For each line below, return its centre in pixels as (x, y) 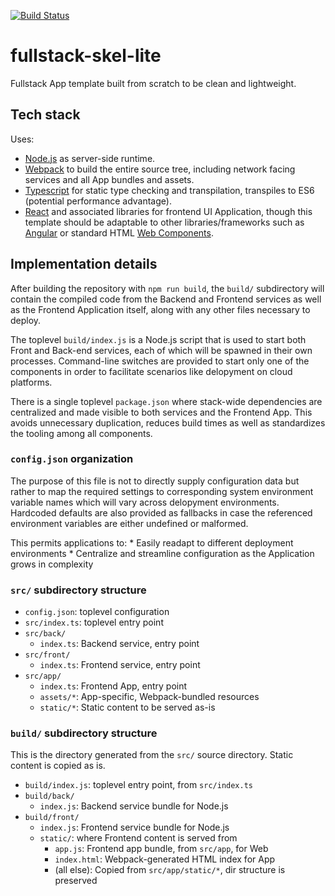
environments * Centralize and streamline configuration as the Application (162, 553)
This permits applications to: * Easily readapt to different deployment (152, 542)
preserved (76, 881)
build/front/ (52, 818)
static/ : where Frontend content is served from (138, 838)
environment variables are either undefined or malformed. (129, 523)
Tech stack (45, 115)
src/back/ (45, 634)
